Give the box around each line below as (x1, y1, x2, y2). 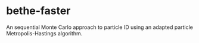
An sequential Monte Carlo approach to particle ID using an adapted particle (6, 24, 194, 31)
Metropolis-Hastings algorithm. (6, 29, 83, 37)
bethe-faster (6, 4, 71, 18)
